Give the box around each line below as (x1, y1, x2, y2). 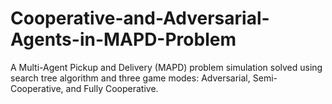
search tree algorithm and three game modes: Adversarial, (10, 72, 251, 84)
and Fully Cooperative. (65, 82, 159, 94)
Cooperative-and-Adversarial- (10, 7, 270, 30)
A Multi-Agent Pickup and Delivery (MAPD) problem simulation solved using (10, 61, 323, 73)
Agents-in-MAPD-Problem (10, 28, 237, 51)
